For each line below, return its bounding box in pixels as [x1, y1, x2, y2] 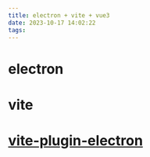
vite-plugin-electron [8, 131, 143, 149]
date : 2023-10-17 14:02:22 [8, 19, 96, 27]
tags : [8, 26, 26, 34]
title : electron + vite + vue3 [8, 11, 110, 20]
